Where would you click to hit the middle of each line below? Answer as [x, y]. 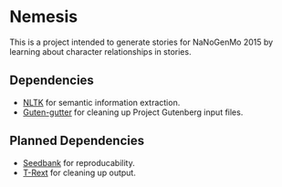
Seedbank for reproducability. [78, 162]
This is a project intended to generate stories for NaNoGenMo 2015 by [141, 42]
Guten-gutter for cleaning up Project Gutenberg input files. [133, 112]
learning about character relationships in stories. [100, 51]
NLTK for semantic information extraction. [101, 102]
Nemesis [44, 17]
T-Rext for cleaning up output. [79, 172]
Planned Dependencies [77, 141]
